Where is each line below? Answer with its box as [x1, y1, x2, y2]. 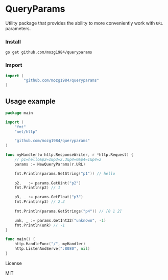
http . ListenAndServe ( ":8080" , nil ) [14, 246, 90, 251]
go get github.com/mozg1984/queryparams [5, 50, 93, 55]
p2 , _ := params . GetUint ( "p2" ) [14, 180, 81, 185]
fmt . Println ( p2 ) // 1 [14, 185, 60, 191]
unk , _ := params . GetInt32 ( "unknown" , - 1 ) [14, 218, 106, 223]
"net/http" [14, 129, 38, 134]
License [5, 260, 22, 266]
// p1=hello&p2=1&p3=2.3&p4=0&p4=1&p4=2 [14, 157, 102, 162]
